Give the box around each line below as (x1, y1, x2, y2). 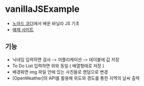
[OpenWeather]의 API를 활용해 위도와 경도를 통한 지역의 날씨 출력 (12, 75, 140, 81)
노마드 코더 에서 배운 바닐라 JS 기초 (12, 20, 80, 26)
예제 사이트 (12, 26, 34, 33)
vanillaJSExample (5, 3, 80, 15)
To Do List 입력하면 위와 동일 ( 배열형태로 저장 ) (12, 63, 105, 69)
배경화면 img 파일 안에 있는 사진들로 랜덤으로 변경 (12, 69, 108, 75)
